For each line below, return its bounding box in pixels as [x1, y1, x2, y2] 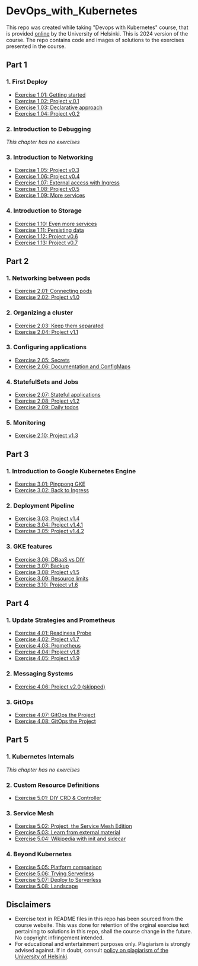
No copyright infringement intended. [14, 934, 104, 941]
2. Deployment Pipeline [6, 502, 75, 509]
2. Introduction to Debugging [6, 125, 91, 133]
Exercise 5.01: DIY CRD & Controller [14, 794, 102, 801]
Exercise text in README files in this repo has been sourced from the [14, 915, 184, 923]
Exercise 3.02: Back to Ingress [14, 487, 89, 494]
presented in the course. [6, 43, 66, 50]
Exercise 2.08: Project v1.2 [14, 397, 80, 404]
